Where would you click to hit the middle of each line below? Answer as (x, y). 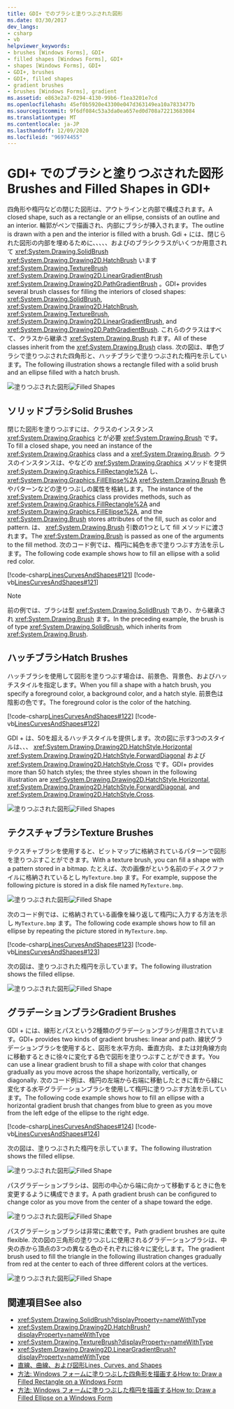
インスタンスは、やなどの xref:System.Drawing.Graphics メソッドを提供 (123, 463)
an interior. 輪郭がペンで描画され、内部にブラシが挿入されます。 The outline (116, 226)
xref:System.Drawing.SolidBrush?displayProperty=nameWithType (111, 1320)
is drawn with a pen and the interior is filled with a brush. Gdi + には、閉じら (117, 234)
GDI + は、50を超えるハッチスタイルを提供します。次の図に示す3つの (107, 738)
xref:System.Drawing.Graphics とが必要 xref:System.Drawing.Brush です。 (114, 438)
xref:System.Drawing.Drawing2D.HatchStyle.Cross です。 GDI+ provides (111, 764)
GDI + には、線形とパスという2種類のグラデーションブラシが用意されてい (113, 1031)
